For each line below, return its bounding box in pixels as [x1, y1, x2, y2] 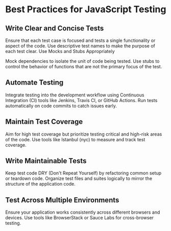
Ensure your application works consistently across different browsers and [5, 209, 160, 215]
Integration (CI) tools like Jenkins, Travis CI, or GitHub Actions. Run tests [5, 97, 158, 103]
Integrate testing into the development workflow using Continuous [5, 92, 144, 98]
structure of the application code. [5, 181, 76, 187]
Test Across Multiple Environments [5, 195, 119, 204]
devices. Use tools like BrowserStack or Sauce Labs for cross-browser [5, 215, 154, 221]
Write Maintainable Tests [5, 157, 87, 165]
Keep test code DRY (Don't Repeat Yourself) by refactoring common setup [5, 170, 162, 176]
